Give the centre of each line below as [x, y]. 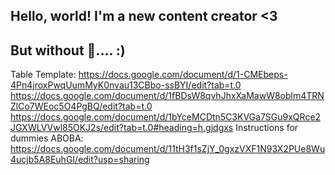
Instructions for [267, 128]
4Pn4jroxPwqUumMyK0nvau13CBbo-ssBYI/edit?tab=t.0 [126, 85]
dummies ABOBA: [47, 138]
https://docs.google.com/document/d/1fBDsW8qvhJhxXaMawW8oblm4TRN [167, 96]
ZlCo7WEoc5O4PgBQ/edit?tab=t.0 [81, 106]
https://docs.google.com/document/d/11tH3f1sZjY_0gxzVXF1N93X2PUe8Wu [168, 149]
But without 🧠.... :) [68, 50]
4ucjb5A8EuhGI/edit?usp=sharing [80, 160]
